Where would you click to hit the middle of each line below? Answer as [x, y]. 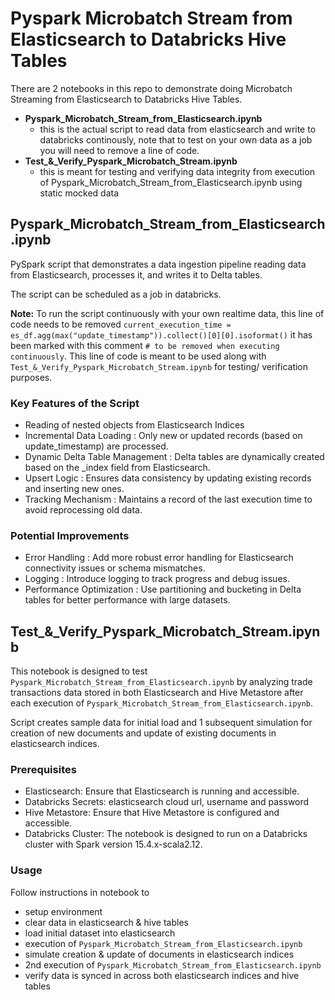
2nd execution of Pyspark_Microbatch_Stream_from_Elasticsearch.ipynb [173, 964]
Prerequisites [43, 770]
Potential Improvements [70, 535]
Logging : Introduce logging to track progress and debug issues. [157, 579]
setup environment [63, 911]
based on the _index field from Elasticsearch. [117, 468]
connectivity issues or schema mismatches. [115, 568]
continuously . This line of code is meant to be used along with [138, 356]
